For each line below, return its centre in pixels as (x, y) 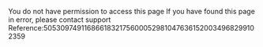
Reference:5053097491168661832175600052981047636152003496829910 (131, 28)
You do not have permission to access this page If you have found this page (131, 11)
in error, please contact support (60, 20)
